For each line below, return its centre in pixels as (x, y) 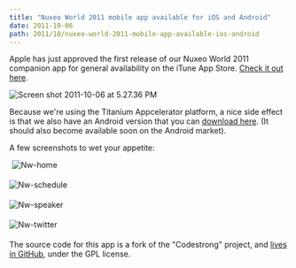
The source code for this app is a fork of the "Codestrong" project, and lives (148, 245)
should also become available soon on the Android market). (118, 131)
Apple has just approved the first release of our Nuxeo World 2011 (129, 59)
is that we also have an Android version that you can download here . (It (139, 121)
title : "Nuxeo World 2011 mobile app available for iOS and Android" (140, 17)
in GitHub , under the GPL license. (70, 254)
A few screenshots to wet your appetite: (82, 148)
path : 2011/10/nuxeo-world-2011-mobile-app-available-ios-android (134, 34)
